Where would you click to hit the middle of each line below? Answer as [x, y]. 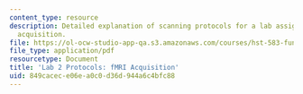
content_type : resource [54, 17]
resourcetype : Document [54, 59]
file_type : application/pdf [62, 51]
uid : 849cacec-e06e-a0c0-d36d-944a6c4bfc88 [92, 76]
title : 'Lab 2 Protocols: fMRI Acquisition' [94, 68]
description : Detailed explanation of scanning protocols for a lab [141, 26]
